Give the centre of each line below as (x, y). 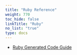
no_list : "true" (22, 28)
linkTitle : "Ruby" (24, 24)
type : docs (16, 33)
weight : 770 (17, 14)
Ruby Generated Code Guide (42, 47)
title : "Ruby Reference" (31, 10)
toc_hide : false (22, 19)
